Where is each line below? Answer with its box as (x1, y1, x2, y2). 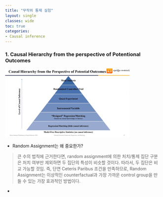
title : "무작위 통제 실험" (5, 8, 53, 13)
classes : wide (5, 18, 35, 23)
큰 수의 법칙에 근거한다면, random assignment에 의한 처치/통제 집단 (17, 153, 149, 159)
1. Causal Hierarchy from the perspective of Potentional (5, 51, 141, 58)
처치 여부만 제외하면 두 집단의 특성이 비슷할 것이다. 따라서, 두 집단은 (22, 159, 153, 165)
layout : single (5, 13, 37, 18)
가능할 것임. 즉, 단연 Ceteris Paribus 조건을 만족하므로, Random (22, 165, 147, 171)
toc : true (5, 24, 26, 29)
